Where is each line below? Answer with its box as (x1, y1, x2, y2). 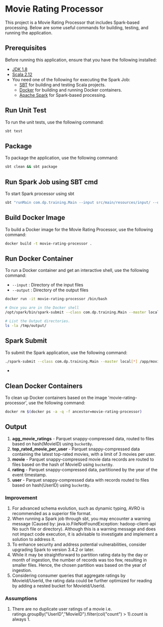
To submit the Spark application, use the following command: (5, 349, 128, 356)
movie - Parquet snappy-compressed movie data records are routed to (12, 456, 154, 462)
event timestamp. (12, 472, 47, 478)
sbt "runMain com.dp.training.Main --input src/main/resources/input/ (5, 200, 151, 205)
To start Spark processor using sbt (5, 191, 74, 197)
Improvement (5, 494, 37, 501)
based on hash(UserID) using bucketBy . (12, 482, 91, 488)
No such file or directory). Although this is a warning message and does (12, 526, 156, 532)
